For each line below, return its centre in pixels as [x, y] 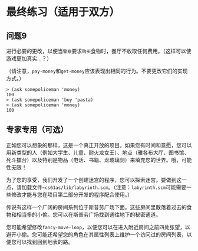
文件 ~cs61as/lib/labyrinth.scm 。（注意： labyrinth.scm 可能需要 [109, 187]
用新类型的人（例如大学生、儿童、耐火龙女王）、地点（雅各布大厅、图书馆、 [98, 152]
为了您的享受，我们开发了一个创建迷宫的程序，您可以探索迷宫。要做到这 [94, 180]
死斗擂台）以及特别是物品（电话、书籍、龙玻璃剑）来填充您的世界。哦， [94, 159]
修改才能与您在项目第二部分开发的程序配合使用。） [72, 194]
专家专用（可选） [37, 130]
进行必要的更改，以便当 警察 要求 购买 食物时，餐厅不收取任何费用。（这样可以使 [99, 51]
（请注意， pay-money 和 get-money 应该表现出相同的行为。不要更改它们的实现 [97, 71]
